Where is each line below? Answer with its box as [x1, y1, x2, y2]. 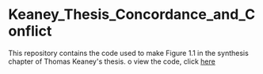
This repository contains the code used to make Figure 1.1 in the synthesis [8, 48, 250, 57]
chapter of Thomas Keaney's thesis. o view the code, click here [8, 57, 215, 66]
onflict [8, 22, 52, 40]
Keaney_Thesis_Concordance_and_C [8, 6, 256, 24]
